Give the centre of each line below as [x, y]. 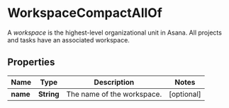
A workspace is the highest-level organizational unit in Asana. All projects [114, 32]
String [49, 94]
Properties [31, 62]
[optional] [185, 94]
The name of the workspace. [114, 94]
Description [114, 82]
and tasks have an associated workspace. [68, 40]
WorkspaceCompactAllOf [85, 13]
